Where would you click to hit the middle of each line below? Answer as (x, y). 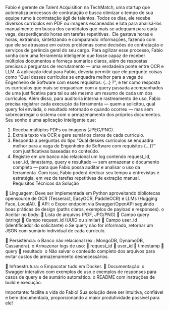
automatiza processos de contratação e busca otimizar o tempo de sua (79, 13)
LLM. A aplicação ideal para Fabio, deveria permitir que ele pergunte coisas (84, 72)
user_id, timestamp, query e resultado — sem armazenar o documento (86, 162)
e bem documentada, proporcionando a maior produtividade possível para (82, 298)
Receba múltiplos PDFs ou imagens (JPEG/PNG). (63, 130)
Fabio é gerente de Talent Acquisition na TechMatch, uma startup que (78, 7)
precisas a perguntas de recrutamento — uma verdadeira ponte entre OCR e (84, 66)
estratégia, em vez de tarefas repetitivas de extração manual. (76, 178)
